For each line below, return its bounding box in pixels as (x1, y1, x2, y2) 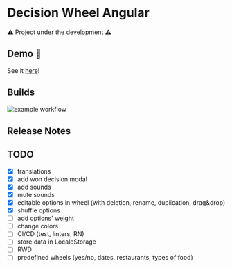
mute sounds (17, 190, 55, 199)
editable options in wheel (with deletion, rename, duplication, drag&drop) (17, 199, 226, 207)
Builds (7, 87, 35, 99)
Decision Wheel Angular (7, 5, 150, 21)
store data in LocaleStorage (17, 237, 97, 246)
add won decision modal (17, 175, 88, 183)
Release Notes (7, 125, 71, 137)
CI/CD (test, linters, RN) (17, 230, 84, 238)
